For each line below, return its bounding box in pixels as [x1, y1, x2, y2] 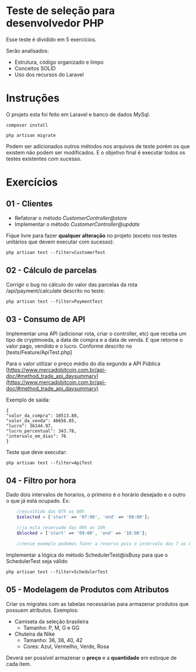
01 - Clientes [6, 199, 53, 209]
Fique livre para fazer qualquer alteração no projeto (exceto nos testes [6, 232, 177, 239]
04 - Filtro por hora [6, 475, 76, 485]
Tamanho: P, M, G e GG [23, 624, 80, 631]
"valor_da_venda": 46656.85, [6, 417, 77, 424]
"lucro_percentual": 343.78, [6, 428, 77, 434]
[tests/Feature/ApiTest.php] [6, 348, 72, 355]
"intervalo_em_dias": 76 [6, 433, 66, 439]
